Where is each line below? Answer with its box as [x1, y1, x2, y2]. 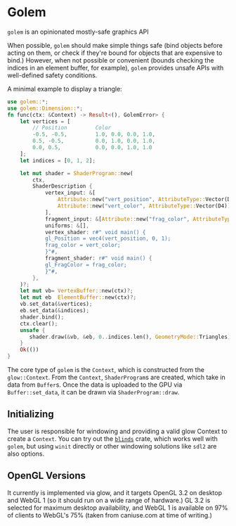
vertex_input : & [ [44, 189, 96, 197]
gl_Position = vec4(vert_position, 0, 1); [44, 235, 171, 243]
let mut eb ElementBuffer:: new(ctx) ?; [20, 294, 137, 301]
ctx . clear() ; [20, 320, 58, 327]
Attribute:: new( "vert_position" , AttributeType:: [57, 196, 206, 203]
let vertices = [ [20, 117, 71, 125]
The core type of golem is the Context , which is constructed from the [7, 366, 205, 374]
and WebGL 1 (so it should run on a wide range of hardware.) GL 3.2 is [7, 496, 211, 504]
